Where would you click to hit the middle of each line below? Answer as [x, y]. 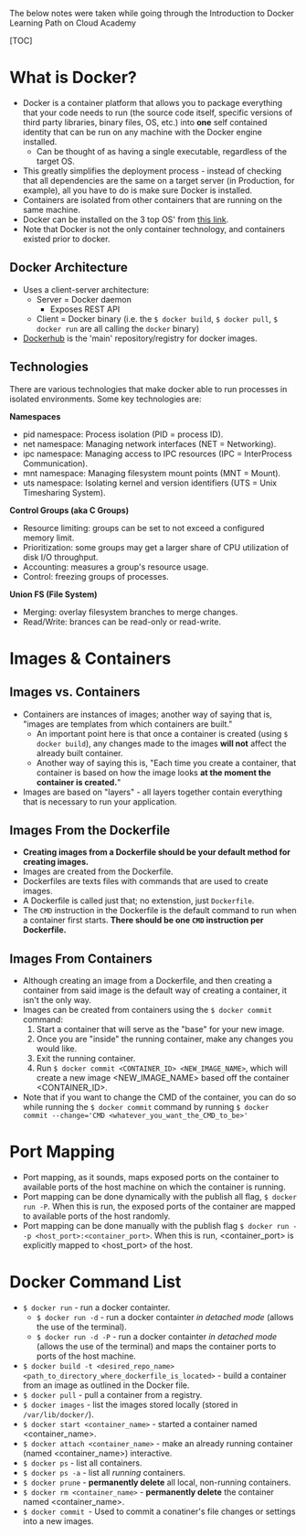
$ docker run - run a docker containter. [96, 1307]
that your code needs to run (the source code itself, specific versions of [158, 112]
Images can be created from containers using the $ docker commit [147, 1010]
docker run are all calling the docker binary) [118, 328]
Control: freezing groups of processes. [95, 576]
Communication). [55, 463]
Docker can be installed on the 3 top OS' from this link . [126, 219]
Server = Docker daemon [84, 299]
